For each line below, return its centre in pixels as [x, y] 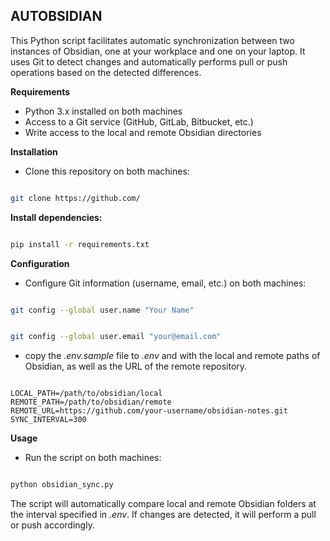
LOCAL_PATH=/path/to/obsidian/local [86, 394]
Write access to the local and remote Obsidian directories [143, 132]
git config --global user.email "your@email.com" [116, 337]
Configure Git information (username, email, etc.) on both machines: [165, 283]
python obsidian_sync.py [62, 485]
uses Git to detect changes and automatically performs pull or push [149, 61]
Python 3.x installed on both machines [103, 111]
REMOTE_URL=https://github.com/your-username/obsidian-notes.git [149, 411]
